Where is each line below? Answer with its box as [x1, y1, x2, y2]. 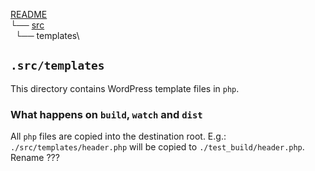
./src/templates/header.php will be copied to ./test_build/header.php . [10, 141, 305, 153]
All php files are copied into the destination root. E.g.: [10, 130, 227, 143]
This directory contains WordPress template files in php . [10, 82, 240, 94]
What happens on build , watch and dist [10, 107, 203, 121]
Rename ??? [10, 152, 60, 164]
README [10, 9, 48, 20]
